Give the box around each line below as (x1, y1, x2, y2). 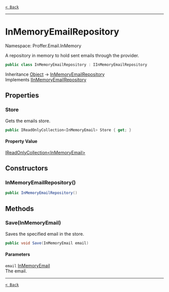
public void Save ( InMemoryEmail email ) (5, 240, 89, 246)
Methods (5, 204, 34, 213)
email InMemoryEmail (5, 262, 50, 268)
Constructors (5, 164, 48, 172)
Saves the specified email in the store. (5, 231, 84, 237)
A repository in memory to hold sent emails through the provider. (5, 52, 139, 58)
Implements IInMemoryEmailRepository (5, 76, 87, 82)
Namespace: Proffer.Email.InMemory (5, 43, 81, 49)
